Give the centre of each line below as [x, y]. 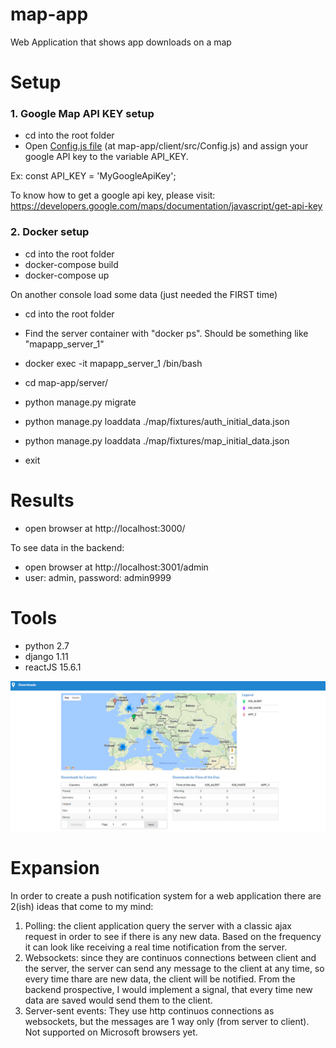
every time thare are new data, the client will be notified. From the [160, 979]
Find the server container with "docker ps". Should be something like [166, 333]
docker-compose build [71, 264]
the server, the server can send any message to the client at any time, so [174, 968]
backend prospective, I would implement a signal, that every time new [168, 989]
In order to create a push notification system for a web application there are [166, 895]
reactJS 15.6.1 [53, 667]
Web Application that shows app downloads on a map [121, 42]
